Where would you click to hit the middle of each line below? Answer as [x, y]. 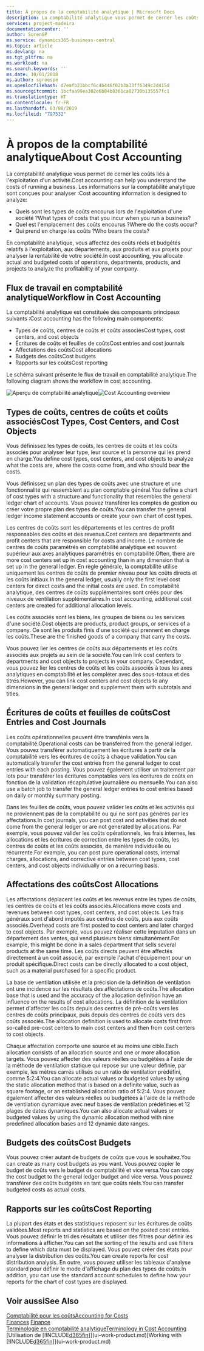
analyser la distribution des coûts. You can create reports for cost [87, 1256]
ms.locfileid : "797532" [36, 114]
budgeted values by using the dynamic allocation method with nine [90, 1117]
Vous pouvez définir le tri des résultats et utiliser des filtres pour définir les [100, 1236]
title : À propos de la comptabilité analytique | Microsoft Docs [90, 12]
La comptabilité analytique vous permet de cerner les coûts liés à [88, 174]
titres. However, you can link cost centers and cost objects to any [87, 681]
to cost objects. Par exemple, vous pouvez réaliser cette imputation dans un [101, 931]
